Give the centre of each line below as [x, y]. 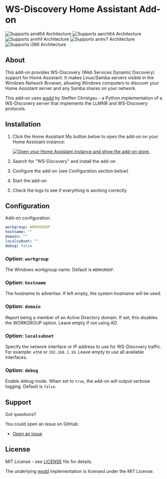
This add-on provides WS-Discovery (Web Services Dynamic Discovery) [80, 72]
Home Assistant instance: [39, 142]
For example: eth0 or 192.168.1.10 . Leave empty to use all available [74, 352]
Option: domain [23, 307]
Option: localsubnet [29, 336]
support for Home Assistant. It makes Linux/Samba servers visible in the [79, 77]
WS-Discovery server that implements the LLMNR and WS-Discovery [76, 103]
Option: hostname [25, 283]
